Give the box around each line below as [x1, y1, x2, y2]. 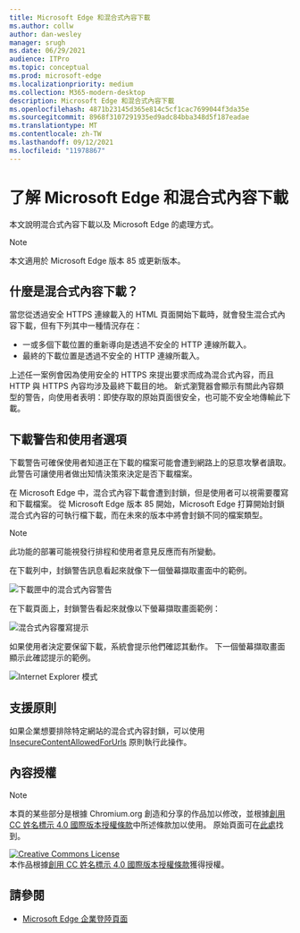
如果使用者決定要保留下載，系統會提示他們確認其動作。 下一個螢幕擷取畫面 [9, 641, 286, 652]
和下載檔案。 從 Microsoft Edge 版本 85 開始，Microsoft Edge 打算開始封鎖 [9, 498, 286, 510]
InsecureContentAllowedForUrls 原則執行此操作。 [9, 737, 192, 747]
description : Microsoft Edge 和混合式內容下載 [9, 96, 175, 106]
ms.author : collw [9, 21, 74, 30]
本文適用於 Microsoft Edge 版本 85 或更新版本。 [9, 255, 186, 266]
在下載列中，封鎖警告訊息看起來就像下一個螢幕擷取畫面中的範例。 [9, 565, 252, 576]
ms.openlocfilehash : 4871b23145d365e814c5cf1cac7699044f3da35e [9, 105, 250, 114]
